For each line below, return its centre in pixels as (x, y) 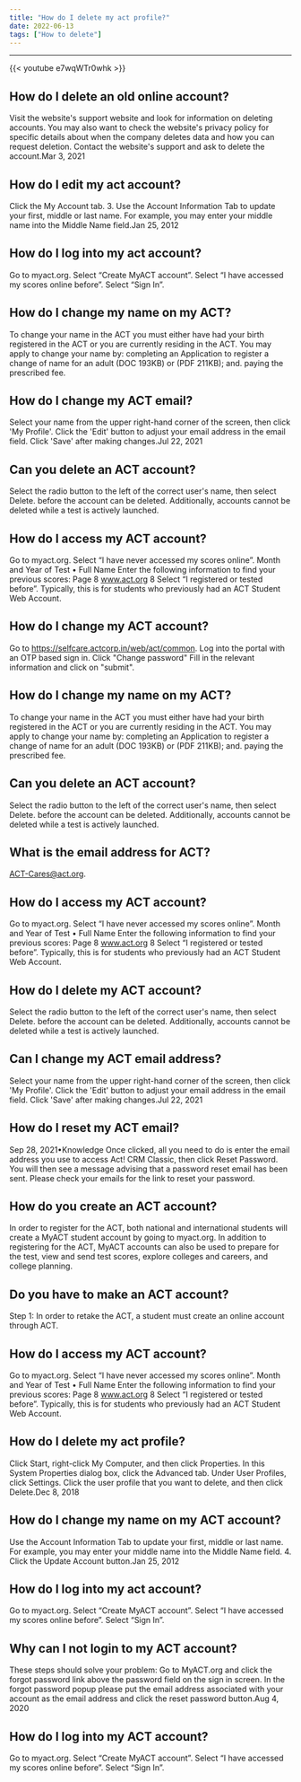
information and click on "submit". (72, 667)
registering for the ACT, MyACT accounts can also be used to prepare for (144, 1247)
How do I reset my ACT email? (95, 1128)
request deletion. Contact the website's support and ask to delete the (137, 147)
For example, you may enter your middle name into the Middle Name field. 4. (150, 1551)
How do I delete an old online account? (120, 97)
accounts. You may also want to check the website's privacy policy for (139, 127)
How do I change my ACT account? (109, 626)
